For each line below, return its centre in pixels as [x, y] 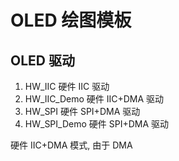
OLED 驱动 [42, 60]
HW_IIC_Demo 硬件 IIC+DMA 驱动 [94, 99]
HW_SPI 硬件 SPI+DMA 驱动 [82, 111]
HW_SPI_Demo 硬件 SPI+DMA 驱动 [97, 124]
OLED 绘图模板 [71, 20]
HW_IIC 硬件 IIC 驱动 [67, 86]
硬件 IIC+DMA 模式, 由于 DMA [71, 145]
